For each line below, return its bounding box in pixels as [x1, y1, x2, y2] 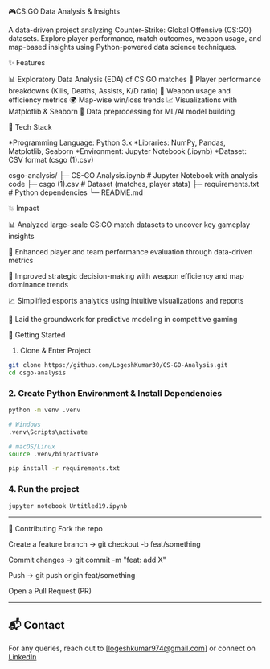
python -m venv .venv [8, 406, 81, 415]
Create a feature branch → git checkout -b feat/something [8, 539, 201, 549]
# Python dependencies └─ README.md [8, 188, 143, 197]
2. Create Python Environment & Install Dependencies [8, 387, 223, 399]
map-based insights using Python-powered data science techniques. [8, 43, 237, 52]
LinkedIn [8, 652, 37, 662]
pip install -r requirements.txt [8, 465, 121, 473]
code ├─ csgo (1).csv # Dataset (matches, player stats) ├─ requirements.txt [8, 180, 260, 188]
